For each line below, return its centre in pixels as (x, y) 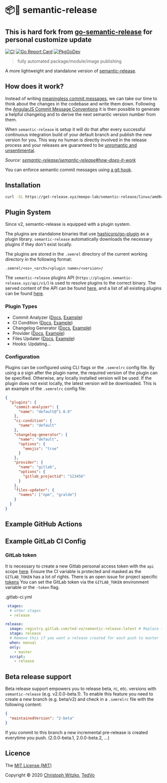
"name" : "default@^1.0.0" (45, 411)
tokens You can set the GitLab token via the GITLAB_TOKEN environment (77, 582)
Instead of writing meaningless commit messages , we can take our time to (81, 98)
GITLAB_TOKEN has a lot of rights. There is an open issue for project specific (82, 577)
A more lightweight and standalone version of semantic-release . (71, 71)
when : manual (23, 643)
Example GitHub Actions (44, 524)
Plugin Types (21, 306)
